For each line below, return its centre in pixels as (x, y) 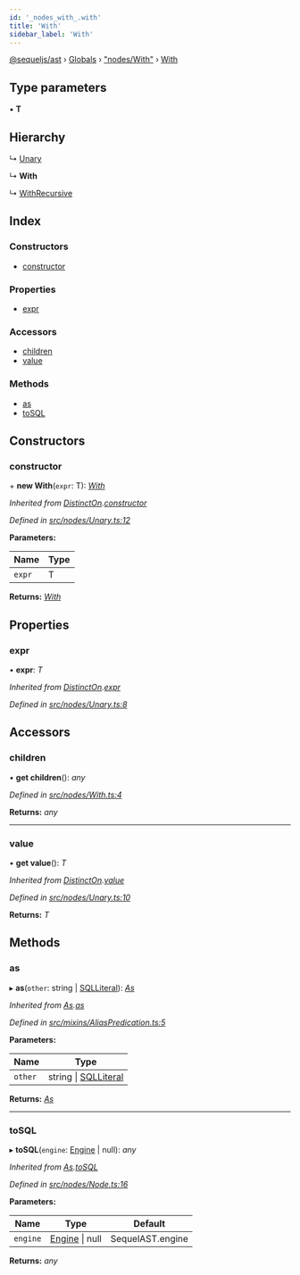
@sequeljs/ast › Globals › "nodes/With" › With (94, 60)
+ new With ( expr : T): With (57, 486)
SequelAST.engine (150, 1238)
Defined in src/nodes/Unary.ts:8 (68, 704)
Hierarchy (37, 137)
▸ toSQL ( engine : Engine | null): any (73, 1149)
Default (150, 1223)
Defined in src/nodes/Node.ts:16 (69, 1184)
